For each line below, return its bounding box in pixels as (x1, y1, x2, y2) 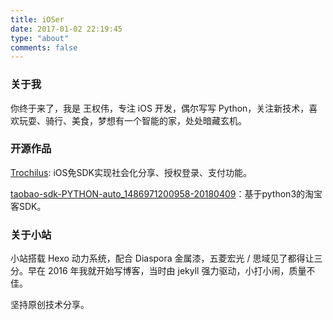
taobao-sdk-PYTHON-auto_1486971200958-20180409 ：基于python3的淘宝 (10, 187, 323, 200)
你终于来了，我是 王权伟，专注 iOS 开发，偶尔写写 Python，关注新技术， (10, 102, 310, 114)
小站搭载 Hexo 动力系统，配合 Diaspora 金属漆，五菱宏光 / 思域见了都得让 (10, 252, 315, 265)
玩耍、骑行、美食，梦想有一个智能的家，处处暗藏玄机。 (18, 114, 247, 126)
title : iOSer (10, 14, 65, 25)
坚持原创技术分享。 (10, 299, 90, 311)
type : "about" (10, 33, 70, 43)
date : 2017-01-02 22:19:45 (10, 24, 123, 34)
